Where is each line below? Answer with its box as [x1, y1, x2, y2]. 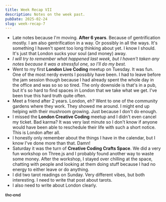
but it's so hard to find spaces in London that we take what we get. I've [12, 87, 157, 93]
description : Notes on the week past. [5, 12, 85, 17]
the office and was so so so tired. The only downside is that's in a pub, [12, 82, 157, 88]
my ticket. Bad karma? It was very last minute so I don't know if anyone [12, 119, 158, 125]
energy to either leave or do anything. [12, 167, 90, 173]
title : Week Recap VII [5, 7, 52, 12]
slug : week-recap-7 [5, 21, 46, 26]
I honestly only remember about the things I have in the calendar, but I [12, 135, 156, 141]
